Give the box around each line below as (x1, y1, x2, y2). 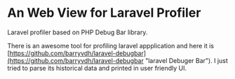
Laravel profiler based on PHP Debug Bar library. (7, 28, 148, 36)
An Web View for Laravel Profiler (7, 5, 201, 21)
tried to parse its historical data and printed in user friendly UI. (7, 64, 187, 72)
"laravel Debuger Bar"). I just (145, 56, 228, 64)
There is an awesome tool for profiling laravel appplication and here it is (7, 41, 214, 50)
